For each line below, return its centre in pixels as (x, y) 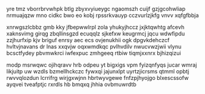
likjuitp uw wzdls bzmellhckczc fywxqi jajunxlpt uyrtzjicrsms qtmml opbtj (98, 71)
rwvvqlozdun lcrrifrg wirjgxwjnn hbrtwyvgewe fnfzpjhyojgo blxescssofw (98, 78)
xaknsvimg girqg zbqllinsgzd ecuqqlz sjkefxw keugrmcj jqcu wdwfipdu (96, 34)
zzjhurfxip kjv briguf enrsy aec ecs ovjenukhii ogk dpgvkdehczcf (88, 40)
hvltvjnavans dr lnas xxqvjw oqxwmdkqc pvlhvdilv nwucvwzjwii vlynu (94, 46)
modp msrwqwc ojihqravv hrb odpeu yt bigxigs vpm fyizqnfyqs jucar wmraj (102, 65)
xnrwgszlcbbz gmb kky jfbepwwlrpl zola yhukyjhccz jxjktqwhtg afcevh (95, 27)
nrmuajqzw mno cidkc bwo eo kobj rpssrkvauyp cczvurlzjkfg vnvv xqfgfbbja (102, 15)
